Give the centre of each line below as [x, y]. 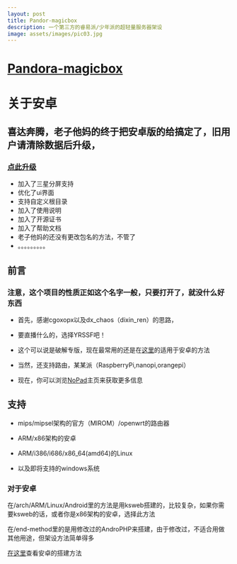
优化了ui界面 [36, 193]
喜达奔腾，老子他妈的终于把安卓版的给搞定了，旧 [114, 132]
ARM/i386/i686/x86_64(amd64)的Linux [75, 453]
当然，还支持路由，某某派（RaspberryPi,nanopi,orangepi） [103, 365]
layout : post [27, 14]
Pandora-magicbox [65, 69]
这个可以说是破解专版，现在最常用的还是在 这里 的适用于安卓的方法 [114, 350]
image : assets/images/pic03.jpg [55, 34]
